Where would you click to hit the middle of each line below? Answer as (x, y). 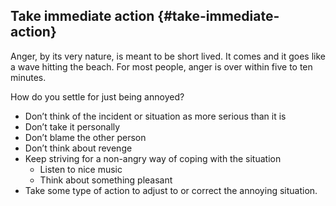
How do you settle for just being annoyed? (97, 96)
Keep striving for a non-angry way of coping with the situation (153, 158)
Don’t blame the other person (85, 137)
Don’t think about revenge (78, 148)
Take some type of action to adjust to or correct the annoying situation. (171, 190)
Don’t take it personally (72, 126)
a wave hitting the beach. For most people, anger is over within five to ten (161, 66)
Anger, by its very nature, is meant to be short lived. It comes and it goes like (168, 56)
